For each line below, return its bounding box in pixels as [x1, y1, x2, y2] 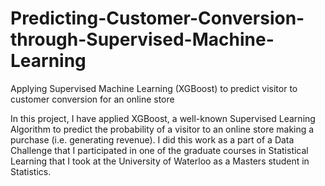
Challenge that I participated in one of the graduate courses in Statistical [10, 144, 309, 156]
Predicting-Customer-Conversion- [10, 7, 305, 30]
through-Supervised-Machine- [10, 28, 275, 51]
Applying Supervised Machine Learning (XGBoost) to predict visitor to [10, 82, 298, 94]
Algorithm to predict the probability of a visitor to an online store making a [10, 123, 315, 135]
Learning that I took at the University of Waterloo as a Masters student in [10, 155, 310, 167]
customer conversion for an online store [10, 93, 175, 105]
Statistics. [10, 165, 52, 177]
